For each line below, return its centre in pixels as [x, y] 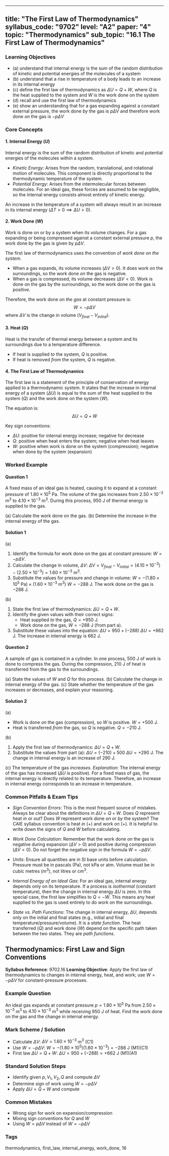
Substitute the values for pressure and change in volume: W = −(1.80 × [86, 578]
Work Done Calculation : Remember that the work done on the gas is [83, 839]
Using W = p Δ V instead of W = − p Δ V [51, 1124]
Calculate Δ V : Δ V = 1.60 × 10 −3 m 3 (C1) [53, 1041]
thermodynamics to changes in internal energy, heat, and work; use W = [80, 975]
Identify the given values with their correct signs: [63, 614]
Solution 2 [16, 701]
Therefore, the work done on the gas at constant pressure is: [68, 299]
